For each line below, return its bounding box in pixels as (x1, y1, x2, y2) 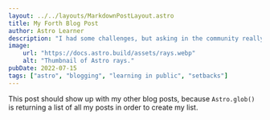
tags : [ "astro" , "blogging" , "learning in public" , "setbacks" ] (8, 72, 228, 80)
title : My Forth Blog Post (8, 19, 99, 27)
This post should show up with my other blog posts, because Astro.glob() (8, 93, 256, 103)
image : (8, 42, 31, 50)
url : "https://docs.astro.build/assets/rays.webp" (22, 49, 196, 57)
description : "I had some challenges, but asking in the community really (8, 34, 264, 43)
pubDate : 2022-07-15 (8, 64, 78, 72)
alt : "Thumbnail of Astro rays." (22, 57, 135, 65)
